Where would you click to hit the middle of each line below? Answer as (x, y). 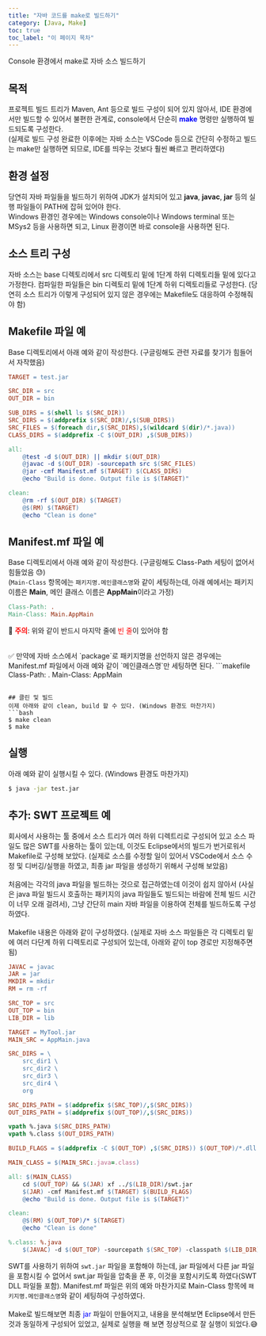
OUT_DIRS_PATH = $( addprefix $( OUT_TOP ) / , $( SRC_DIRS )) (101, 1113)
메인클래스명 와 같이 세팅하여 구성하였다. (86, 1296)
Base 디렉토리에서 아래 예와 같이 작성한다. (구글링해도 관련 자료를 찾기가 (120, 352)
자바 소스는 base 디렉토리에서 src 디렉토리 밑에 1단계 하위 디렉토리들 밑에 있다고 (132, 274)
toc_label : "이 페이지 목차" (51, 38)
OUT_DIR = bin (32, 399)
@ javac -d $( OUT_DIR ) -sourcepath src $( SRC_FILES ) (109, 464)
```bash (21, 713)
